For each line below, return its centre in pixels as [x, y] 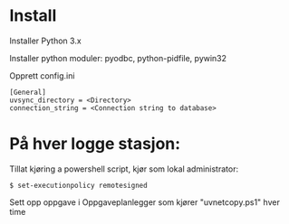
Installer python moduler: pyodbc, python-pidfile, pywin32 [118, 58]
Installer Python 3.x [45, 41]
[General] [28, 92]
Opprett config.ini [42, 75]
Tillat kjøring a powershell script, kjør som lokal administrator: [124, 169]
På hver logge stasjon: [95, 144]
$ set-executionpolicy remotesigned [78, 185]
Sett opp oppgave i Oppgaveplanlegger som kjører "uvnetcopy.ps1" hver [145, 202]
